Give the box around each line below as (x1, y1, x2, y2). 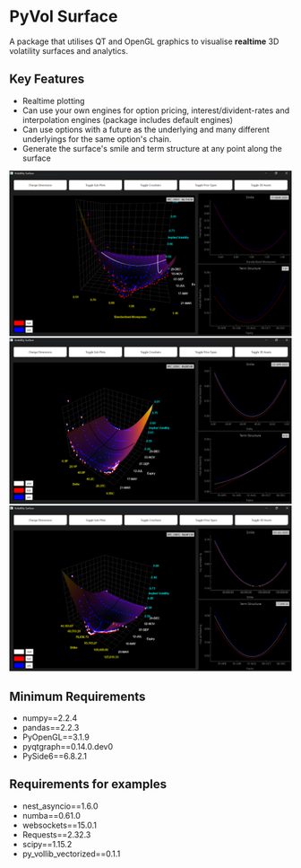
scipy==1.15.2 (21, 838, 73, 849)
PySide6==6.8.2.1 (21, 750, 88, 761)
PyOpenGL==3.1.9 (21, 732, 90, 742)
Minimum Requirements (9, 688, 146, 704)
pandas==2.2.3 (21, 722, 80, 732)
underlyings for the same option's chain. (21, 133, 172, 145)
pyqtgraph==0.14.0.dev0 (21, 741, 114, 751)
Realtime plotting (21, 95, 85, 106)
